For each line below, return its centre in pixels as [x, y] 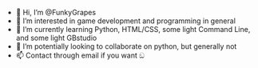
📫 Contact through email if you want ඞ [80, 55]
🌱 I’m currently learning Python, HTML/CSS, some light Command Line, [133, 29]
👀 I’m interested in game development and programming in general [125, 21]
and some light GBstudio [56, 38]
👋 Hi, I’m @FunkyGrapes [56, 12]
